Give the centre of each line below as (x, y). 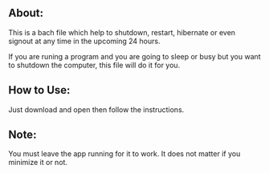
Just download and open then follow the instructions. (96, 109)
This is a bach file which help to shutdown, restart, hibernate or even (122, 32)
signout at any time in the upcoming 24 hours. (84, 41)
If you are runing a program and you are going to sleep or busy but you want (134, 56)
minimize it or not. (38, 163)
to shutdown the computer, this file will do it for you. (94, 65)
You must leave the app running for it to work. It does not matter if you (124, 154)
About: (26, 13)
